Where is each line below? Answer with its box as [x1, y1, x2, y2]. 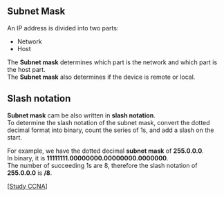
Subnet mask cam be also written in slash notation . [7, 111, 156, 120]
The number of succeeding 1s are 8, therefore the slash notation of [7, 161, 198, 169]
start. [7, 133, 23, 141]
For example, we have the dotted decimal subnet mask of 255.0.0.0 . [7, 147, 204, 155]
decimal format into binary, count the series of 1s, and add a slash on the [7, 126, 214, 134]
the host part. [7, 65, 46, 73]
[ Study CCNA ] [7, 182, 48, 190]
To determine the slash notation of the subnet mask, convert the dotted [7, 118, 210, 126]
